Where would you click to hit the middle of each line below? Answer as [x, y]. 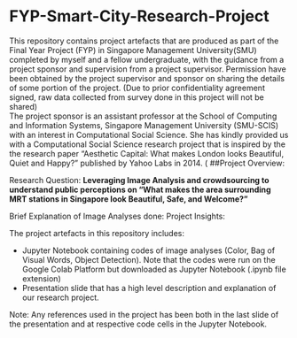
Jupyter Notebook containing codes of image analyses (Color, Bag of [148, 250]
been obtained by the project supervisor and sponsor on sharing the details [147, 78]
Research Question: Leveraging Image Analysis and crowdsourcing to [139, 180]
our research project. [60, 297]
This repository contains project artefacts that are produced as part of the [144, 41]
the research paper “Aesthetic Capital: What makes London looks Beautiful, [147, 153]
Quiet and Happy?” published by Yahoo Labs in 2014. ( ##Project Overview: [147, 163]
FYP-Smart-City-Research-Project [139, 16]
